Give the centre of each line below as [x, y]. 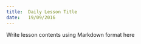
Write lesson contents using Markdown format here [70, 34]
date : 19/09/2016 [31, 17]
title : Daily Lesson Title [42, 12]
